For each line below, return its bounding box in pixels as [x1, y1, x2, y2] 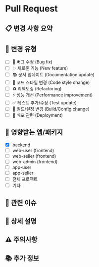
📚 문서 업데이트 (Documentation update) [12, 71, 95, 77]
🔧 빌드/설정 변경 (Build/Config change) [12, 106, 90, 112]
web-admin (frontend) [12, 158, 58, 165]
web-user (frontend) [12, 147, 54, 153]
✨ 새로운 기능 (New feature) [12, 65, 68, 71]
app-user [12, 164, 32, 170]
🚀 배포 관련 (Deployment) [12, 112, 63, 118]
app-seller [12, 170, 34, 176]
